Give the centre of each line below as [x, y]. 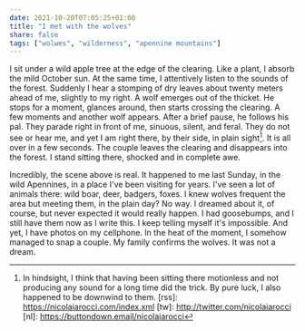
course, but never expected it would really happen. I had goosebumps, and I [152, 213]
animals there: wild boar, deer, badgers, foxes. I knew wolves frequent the [148, 194]
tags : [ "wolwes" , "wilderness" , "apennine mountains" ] [115, 43]
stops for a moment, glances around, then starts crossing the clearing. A [145, 107]
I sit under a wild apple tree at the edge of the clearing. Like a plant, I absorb [152, 69]
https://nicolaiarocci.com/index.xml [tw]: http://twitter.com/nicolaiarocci [157, 307]
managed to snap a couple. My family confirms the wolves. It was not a [143, 242]
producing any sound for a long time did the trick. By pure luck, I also [152, 287]
